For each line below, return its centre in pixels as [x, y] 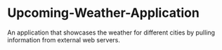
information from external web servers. [64, 39]
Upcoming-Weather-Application [104, 13]
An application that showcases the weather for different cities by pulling [111, 32]
